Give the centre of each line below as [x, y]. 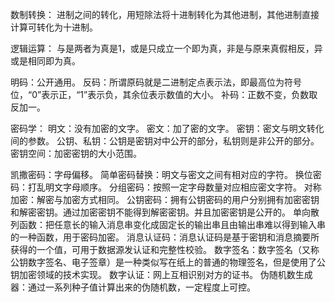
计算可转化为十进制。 [54, 27]
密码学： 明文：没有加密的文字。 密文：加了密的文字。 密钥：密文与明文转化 [167, 128]
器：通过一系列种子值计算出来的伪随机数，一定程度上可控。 [133, 287]
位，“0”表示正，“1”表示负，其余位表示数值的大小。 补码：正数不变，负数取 [164, 94]
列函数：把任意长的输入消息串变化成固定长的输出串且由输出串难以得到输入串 [168, 224]
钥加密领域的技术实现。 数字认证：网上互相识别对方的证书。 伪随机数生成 [161, 274]
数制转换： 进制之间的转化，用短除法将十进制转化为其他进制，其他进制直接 [165, 14]
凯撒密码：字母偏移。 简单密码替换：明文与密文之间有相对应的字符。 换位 [161, 174]
